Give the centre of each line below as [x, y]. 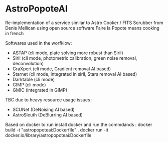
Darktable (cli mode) [34, 79]
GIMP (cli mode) [29, 85]
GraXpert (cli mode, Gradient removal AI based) [62, 69]
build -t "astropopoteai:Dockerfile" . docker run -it [57, 130]
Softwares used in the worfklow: [39, 43]
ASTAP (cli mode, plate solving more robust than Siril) [68, 53]
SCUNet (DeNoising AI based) [44, 109]
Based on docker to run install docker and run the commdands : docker [79, 124]
